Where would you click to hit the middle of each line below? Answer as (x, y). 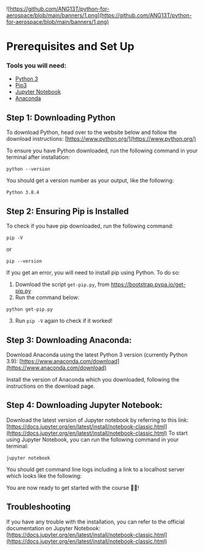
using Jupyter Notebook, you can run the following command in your (93, 439)
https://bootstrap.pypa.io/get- (148, 284)
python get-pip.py (30, 309)
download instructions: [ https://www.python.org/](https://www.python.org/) (101, 139)
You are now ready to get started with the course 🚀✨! (73, 487)
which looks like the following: (44, 476)
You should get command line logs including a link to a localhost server (95, 469)
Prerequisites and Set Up (70, 47)
